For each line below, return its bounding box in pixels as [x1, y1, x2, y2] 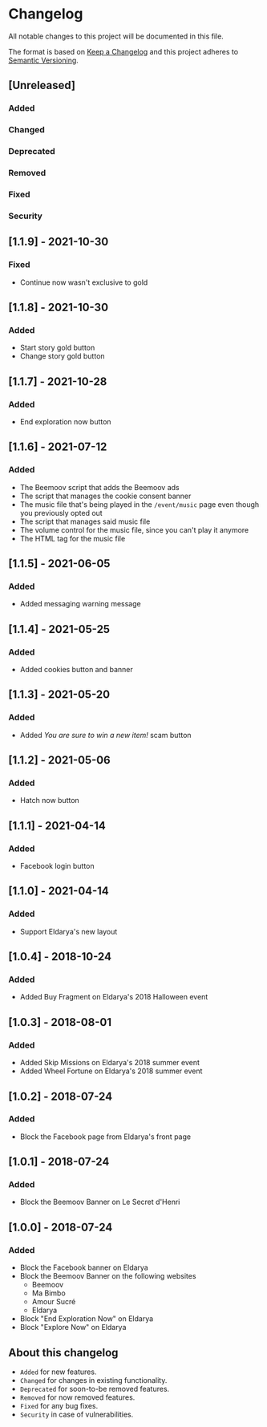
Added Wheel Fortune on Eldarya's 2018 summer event [19, 1066, 203, 1076]
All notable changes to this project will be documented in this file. [8, 31, 225, 41]
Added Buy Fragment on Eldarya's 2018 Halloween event [19, 992, 208, 1002]
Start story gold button [19, 343, 95, 353]
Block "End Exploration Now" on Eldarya [19, 1314, 154, 1324]
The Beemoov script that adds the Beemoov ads [19, 482, 180, 492]
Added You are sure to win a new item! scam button [19, 730, 192, 740]
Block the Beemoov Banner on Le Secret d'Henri [19, 1197, 180, 1207]
